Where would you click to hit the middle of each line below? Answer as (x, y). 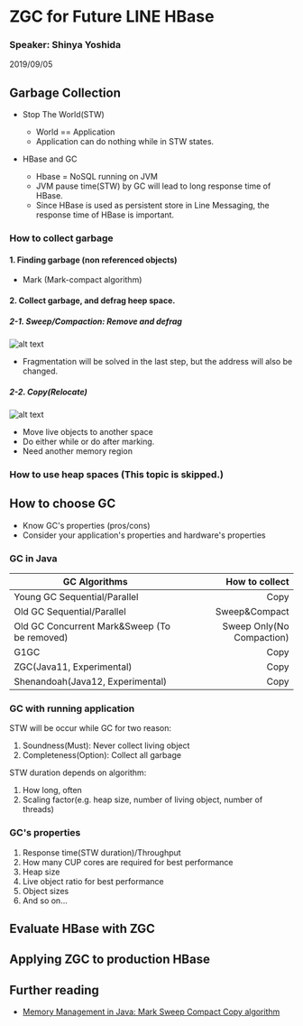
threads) (38, 809)
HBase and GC (50, 159)
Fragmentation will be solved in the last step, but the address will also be (157, 361)
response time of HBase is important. (105, 215)
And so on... (45, 901)
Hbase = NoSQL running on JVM (96, 177)
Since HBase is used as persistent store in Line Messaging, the (152, 206)
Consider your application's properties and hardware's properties (144, 535)
